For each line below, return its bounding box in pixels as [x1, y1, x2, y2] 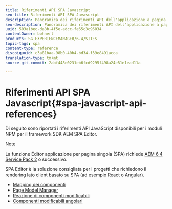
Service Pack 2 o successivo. [5, 156, 68, 162]
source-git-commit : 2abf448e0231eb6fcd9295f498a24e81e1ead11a [5, 60, 141, 65]
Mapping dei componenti [12, 182, 66, 188]
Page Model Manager [12, 187, 59, 193]
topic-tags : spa [5, 41, 40, 46]
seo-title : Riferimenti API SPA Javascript [5, 12, 100, 17]
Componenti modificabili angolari [12, 198, 83, 204]
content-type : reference [5, 46, 58, 51]
